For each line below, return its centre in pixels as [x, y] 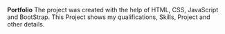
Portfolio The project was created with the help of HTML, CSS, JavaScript [113, 10]
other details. [26, 24]
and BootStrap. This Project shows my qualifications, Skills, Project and [109, 17]
